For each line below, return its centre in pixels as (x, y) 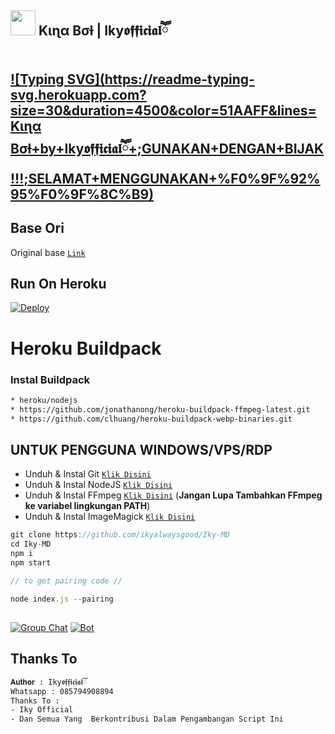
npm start (31, 562)
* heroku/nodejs (44, 400)
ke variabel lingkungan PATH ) (87, 506)
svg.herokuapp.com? (78, 94)
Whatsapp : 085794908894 (62, 691)
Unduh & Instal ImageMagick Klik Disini (110, 517)
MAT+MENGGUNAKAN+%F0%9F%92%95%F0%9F (165, 178)
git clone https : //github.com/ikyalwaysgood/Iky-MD (120, 535)
